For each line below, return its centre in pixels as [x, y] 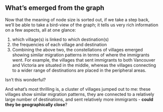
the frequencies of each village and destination [60, 44]
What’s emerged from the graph [55, 8]
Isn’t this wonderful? [26, 80]
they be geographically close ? [36, 104]
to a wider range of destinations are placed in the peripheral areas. [79, 70]
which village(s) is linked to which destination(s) [60, 39]
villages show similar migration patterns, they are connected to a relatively [80, 94]
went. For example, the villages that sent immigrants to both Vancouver [83, 60]
